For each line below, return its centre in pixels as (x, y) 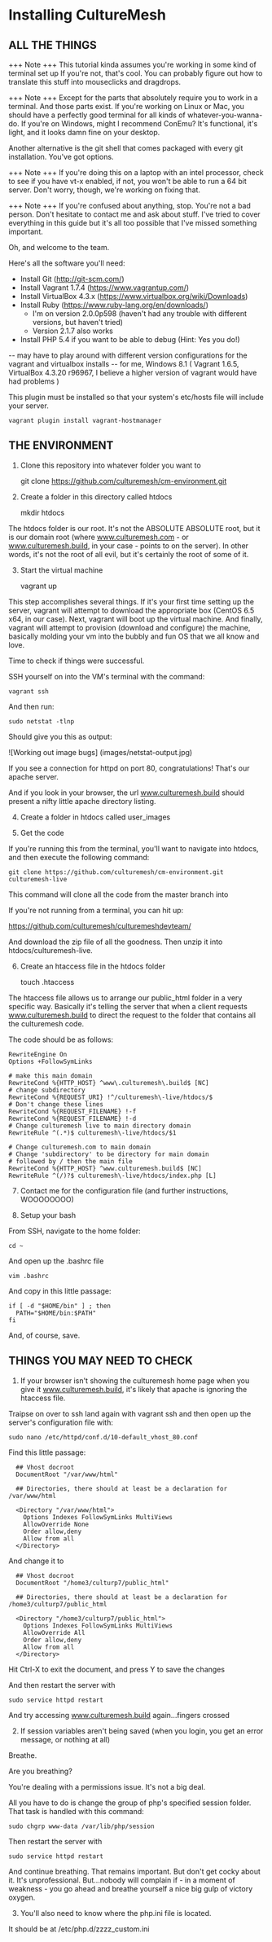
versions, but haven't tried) (78, 322)
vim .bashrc (29, 1276)
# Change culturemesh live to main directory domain (100, 1126)
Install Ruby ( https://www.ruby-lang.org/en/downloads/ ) (114, 305)
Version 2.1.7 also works (73, 331)
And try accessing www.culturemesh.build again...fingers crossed (119, 1715)
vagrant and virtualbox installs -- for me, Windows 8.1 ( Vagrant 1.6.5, (124, 364)
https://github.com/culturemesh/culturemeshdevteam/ (100, 925)
